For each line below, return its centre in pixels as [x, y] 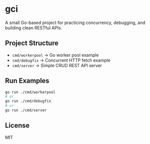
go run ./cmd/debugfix [28, 101]
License [17, 126]
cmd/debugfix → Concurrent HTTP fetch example [61, 60]
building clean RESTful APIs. [34, 27]
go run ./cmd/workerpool [30, 92]
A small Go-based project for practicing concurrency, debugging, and [75, 23]
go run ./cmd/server [26, 110]
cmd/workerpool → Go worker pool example [55, 55]
